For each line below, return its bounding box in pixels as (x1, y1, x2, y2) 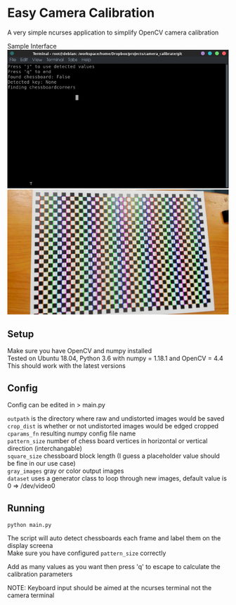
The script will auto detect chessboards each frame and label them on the (7, 534, 221, 542)
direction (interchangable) (7, 445, 83, 453)
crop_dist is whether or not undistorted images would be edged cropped (7, 422, 219, 431)
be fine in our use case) (7, 459, 76, 468)
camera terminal (7, 591, 55, 599)
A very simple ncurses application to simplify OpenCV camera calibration (7, 28, 219, 37)
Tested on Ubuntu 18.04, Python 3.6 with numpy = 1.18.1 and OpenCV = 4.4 (7, 354, 223, 363)
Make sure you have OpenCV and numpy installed (7, 347, 152, 355)
